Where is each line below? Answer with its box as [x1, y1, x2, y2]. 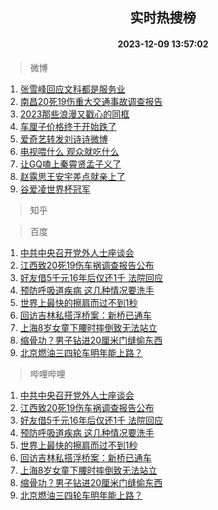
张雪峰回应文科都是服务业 [19, 83, 126, 95]
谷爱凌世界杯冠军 [19, 183, 91, 195]
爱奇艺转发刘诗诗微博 [19, 133, 108, 145]
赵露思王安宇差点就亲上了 [19, 170, 126, 182]
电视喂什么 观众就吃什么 [19, 145, 120, 157]
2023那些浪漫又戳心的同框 [19, 108, 130, 120]
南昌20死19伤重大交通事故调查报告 [19, 95, 163, 107]
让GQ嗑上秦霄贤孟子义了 [19, 158, 122, 170]
